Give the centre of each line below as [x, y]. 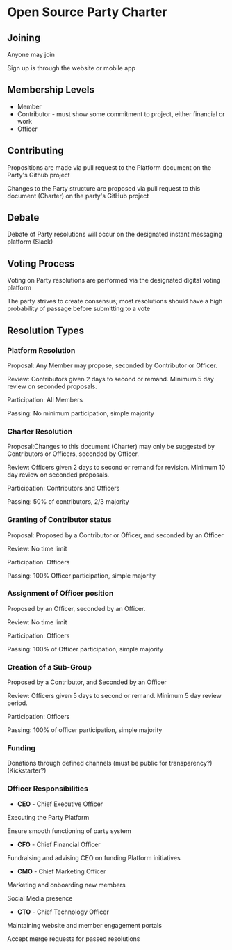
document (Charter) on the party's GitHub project [78, 196]
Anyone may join [31, 54]
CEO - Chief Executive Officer [60, 804]
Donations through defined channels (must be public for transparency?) [110, 763]
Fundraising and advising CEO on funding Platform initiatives [94, 857]
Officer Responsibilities [48, 789]
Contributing [35, 151]
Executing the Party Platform [48, 817]
